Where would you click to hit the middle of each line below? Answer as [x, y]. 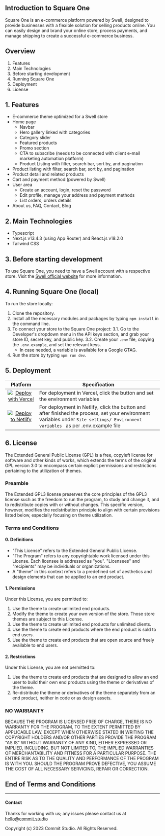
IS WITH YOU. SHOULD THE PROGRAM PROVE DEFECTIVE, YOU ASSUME [81, 763]
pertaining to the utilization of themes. [43, 471]
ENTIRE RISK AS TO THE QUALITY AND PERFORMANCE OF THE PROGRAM [82, 758]
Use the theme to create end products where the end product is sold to [84, 630]
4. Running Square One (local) [52, 292]
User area [22, 185]
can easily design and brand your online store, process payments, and [76, 30]
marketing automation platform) [52, 159]
